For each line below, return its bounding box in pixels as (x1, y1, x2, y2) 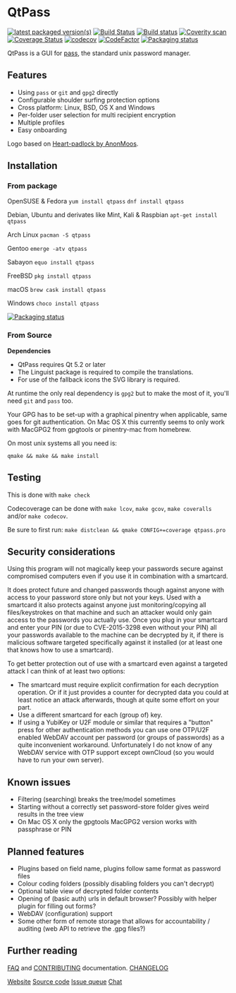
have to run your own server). (17, 756, 104, 764)
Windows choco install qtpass (7, 299, 100, 307)
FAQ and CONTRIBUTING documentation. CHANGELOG (7, 963, 169, 972)
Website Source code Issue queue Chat (7, 977, 123, 986)
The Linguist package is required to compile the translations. (17, 368, 194, 376)
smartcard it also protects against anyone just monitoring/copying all (7, 601, 206, 609)
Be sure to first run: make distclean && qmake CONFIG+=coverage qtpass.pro (7, 525, 226, 534)
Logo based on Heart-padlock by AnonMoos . (7, 139, 139, 148)
